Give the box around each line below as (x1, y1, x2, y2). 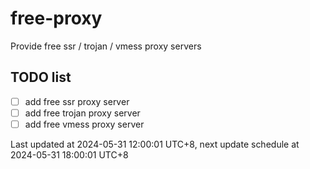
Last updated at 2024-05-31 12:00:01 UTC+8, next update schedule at (10, 138, 300, 150)
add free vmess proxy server (24, 118, 145, 130)
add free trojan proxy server (24, 107, 141, 119)
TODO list (10, 69, 72, 86)
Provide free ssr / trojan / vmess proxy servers (10, 40, 202, 52)
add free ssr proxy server (24, 95, 130, 107)
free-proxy (10, 7, 103, 30)
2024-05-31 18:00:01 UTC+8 (10, 148, 129, 161)
